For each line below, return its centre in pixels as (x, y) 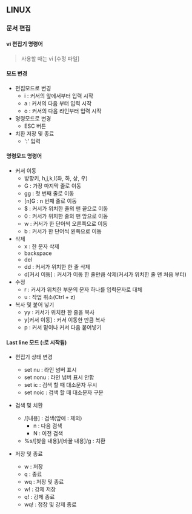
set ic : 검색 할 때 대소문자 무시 (61, 385)
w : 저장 (34, 467)
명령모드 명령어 (24, 156)
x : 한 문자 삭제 (41, 246)
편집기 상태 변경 (34, 357)
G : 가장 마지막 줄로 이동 (53, 186)
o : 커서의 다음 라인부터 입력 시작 (63, 111)
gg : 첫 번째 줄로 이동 (49, 193)
